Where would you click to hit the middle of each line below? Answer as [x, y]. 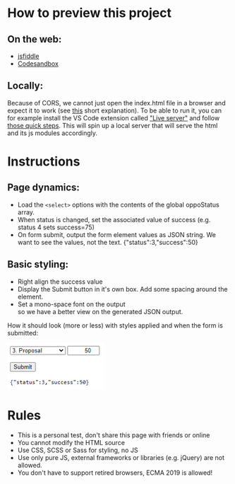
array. [26, 212]
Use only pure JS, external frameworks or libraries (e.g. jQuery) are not [121, 457]
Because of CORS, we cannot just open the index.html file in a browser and [116, 103]
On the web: [35, 39]
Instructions [44, 161]
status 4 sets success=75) [56, 227]
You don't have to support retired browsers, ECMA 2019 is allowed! [115, 473]
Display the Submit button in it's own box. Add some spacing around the [122, 289]
